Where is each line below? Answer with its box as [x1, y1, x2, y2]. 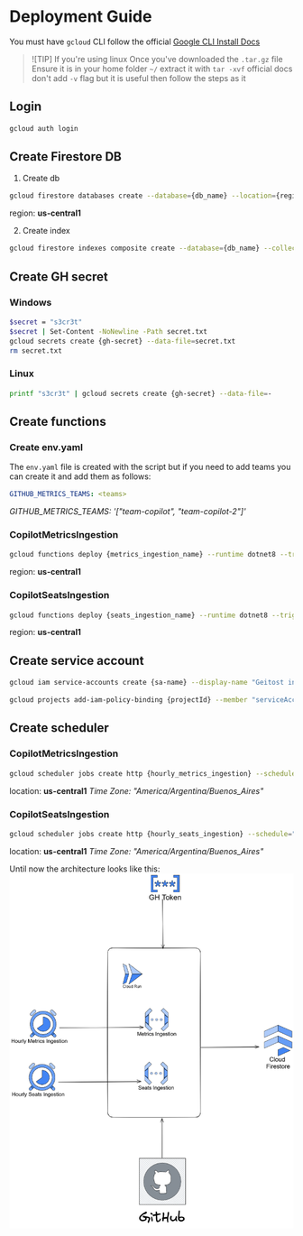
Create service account [9, 652, 144, 669]
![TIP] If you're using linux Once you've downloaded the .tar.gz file [31, 53, 283, 64]
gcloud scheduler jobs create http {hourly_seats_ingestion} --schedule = [9, 829, 293, 838]
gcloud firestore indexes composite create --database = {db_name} [9, 244, 260, 254]
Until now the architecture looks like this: [9, 863, 161, 874]
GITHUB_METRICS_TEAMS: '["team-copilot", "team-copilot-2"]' [9, 506, 246, 517]
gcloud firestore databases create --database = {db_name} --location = [9, 191, 277, 200]
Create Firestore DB [9, 149, 122, 164]
